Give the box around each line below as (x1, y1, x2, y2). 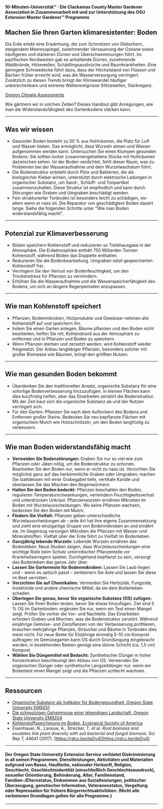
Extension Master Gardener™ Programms (5, 14, 90, 20)
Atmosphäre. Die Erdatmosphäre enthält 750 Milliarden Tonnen (12, 247, 138, 253)
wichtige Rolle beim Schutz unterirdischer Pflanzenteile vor (12, 549, 130, 555)
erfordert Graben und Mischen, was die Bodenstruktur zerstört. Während (12, 616, 158, 622)
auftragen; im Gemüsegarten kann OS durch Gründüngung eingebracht (12, 637, 155, 643)
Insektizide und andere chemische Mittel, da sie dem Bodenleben (12, 585, 143, 591)
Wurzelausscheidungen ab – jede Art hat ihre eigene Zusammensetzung (12, 518, 157, 524)
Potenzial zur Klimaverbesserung (5, 229, 108, 238)
